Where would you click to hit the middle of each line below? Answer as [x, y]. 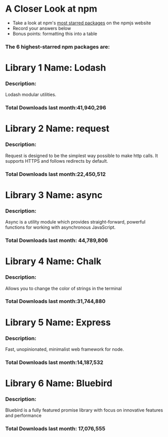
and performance [24, 416]
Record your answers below [42, 28]
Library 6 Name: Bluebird [59, 384]
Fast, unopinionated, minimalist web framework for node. [65, 349]
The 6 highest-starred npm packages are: [58, 47]
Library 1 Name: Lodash [56, 68]
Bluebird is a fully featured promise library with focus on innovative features [84, 410]
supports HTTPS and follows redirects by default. [57, 161]
